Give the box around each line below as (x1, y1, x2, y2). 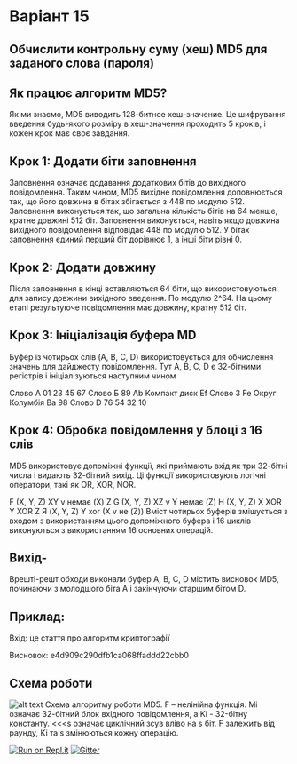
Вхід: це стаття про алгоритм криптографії (9, 633, 170, 643)
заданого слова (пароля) (9, 55, 155, 70)
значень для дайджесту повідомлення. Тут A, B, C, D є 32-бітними (9, 361, 262, 371)
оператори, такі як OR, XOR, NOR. (9, 479, 137, 489)
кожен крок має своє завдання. (9, 128, 130, 139)
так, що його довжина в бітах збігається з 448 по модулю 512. (9, 196, 246, 207)
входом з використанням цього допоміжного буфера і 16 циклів (9, 515, 251, 526)
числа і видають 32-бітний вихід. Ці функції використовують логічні (9, 469, 266, 481)
